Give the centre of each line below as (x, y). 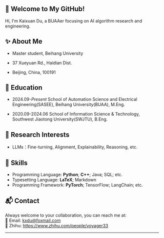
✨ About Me (24, 41)
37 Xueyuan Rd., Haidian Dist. (42, 63)
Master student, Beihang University (48, 53)
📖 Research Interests (37, 134)
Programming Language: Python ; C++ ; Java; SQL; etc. (67, 175)
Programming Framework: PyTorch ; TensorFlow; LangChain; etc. (77, 185)
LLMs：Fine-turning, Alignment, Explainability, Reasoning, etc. (75, 147)
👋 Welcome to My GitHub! (45, 9)
